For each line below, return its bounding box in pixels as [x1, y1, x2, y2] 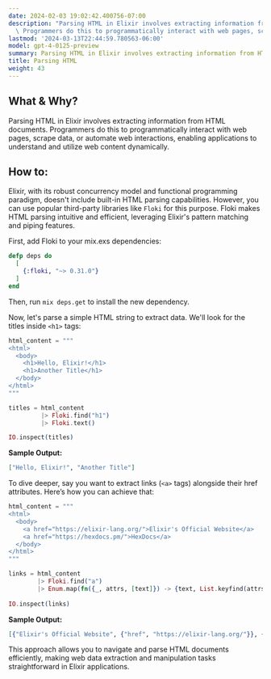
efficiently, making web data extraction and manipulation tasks [8, 653, 216, 663]
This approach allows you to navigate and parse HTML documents [8, 644, 230, 655]
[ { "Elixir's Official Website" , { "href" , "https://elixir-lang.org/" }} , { [8, 630, 265, 639]
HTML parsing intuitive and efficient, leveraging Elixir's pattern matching [8, 212, 248, 222]
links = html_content [8, 570, 81, 578]
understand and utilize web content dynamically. [8, 141, 169, 151]
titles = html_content [8, 403, 85, 412]
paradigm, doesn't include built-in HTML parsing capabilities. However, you [8, 195, 260, 205]
